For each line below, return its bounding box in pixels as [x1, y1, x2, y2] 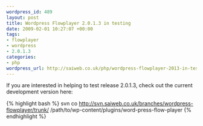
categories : [6, 54, 36, 60]
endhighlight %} [6, 113, 47, 120]
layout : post [6, 15, 39, 21]
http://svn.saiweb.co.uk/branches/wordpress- [78, 100, 193, 107]
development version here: [6, 88, 73, 96]
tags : [6, 31, 20, 38]
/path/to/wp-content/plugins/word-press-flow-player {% [50, 107, 192, 114]
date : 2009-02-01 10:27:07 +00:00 [6, 25, 94, 32]
